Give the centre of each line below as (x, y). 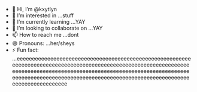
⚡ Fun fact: (25, 50)
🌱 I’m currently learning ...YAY (49, 22)
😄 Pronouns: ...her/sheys (43, 43)
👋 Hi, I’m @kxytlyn (34, 9)
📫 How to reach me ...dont (45, 35)
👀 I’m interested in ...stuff (43, 15)
